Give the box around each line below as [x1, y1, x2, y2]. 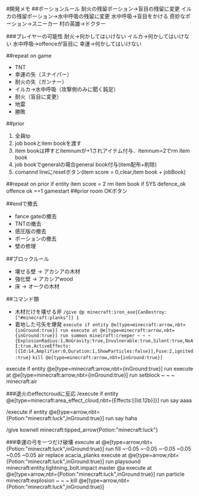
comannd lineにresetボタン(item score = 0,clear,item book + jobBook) [14, 169, 186, 175]
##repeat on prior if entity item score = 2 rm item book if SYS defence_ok [6, 181, 186, 187]
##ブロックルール [6, 255, 49, 262]
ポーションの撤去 [14, 235, 57, 242]
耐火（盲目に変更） [14, 93, 62, 100]
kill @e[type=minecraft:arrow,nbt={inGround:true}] [32, 355, 163, 361]
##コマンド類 [6, 296, 39, 302]
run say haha [105, 415, 138, 421]
